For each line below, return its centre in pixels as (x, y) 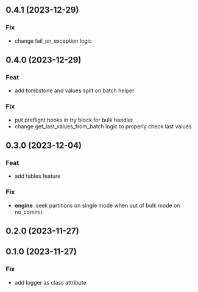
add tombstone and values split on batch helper (74, 90)
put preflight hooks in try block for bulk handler (74, 120)
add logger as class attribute (50, 282)
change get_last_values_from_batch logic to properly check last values (103, 126)
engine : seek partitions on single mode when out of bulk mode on (97, 205)
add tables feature (37, 176)
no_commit (28, 212)
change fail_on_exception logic (53, 41)
